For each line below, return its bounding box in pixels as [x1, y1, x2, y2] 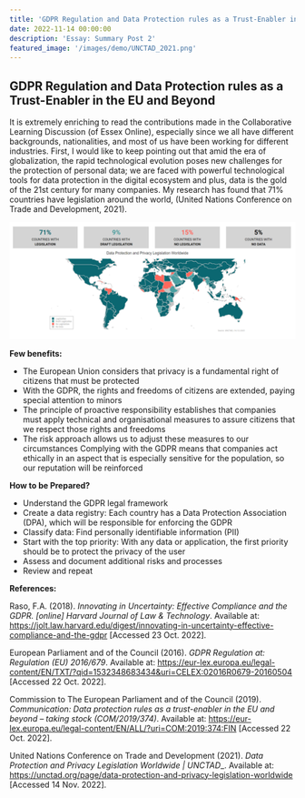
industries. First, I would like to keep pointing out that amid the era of [9, 146, 266, 157]
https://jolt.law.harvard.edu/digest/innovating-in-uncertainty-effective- [9, 620, 274, 631]
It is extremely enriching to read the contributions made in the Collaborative [9, 116, 292, 127]
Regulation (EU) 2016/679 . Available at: [9, 656, 156, 668]
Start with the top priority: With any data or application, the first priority [22, 536, 289, 547]
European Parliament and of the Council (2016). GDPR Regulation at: [9, 647, 266, 658]
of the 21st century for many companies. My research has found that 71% [9, 185, 284, 196]
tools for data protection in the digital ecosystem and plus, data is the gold [9, 175, 288, 186]
